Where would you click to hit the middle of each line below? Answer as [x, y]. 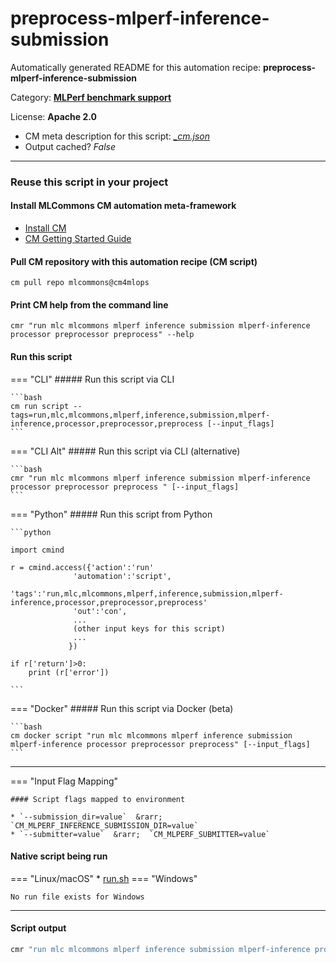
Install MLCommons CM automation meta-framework [123, 206]
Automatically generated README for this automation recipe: [136, 67]
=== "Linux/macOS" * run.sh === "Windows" [104, 878]
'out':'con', [100, 611]
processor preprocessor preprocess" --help [102, 335]
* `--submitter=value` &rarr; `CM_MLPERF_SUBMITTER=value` [140, 834]
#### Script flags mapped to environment [98, 799]
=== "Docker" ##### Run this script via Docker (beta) [122, 708]
